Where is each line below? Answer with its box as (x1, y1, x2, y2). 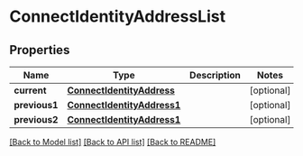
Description (188, 69, 242, 81)
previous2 (14, 114, 59, 125)
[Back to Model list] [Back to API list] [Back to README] (9, 137, 216, 147)
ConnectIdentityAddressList (9, 6, 226, 27)
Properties (9, 42, 70, 58)
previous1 (14, 99, 59, 111)
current (14, 84, 47, 96)
